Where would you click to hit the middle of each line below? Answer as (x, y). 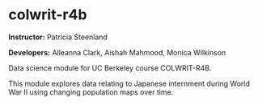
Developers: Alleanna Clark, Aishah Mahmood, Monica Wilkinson (117, 52)
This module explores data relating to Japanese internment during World (129, 83)
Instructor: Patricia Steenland (58, 37)
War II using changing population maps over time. (91, 92)
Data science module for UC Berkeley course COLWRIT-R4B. (110, 68)
